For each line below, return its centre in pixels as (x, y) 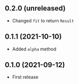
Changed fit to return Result (43, 20)
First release (25, 77)
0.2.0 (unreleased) (35, 8)
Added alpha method (34, 49)
